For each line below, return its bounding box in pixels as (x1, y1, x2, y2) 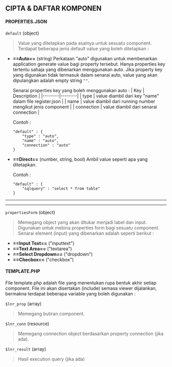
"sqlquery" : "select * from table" (22, 186, 100, 191)
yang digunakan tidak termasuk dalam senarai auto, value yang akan (12, 72, 158, 78)
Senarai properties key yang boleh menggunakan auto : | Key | (12, 87, 145, 93)
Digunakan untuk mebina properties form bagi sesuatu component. (17, 224, 160, 231)
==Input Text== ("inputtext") (12, 240, 75, 246)
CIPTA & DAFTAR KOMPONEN (5, 4, 102, 13)
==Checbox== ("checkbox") (12, 256, 74, 263)
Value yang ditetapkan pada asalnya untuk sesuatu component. (17, 40, 152, 46)
